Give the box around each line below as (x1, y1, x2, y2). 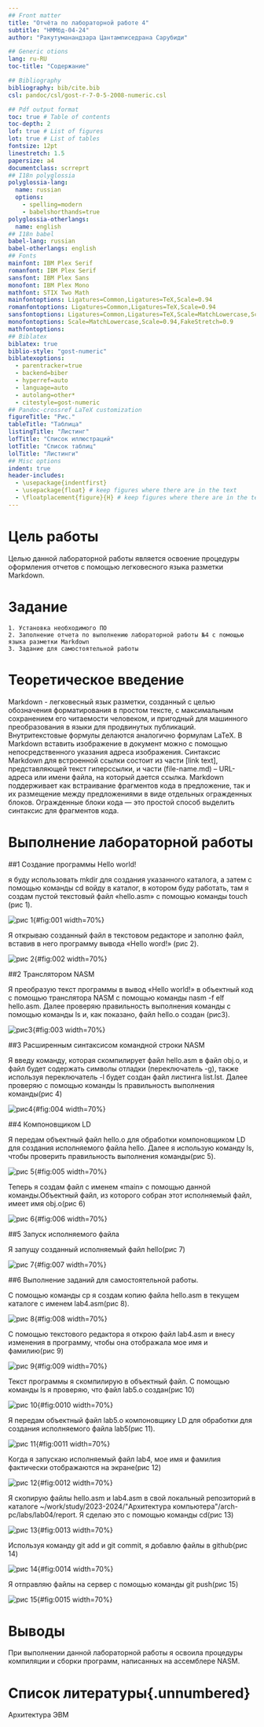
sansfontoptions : (8, 310, 65, 319)
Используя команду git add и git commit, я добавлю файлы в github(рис (8, 1540, 248, 1550)
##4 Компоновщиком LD (8, 1120, 92, 1129)
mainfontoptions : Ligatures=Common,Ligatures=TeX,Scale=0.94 (8, 296, 213, 304)
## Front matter (8, 11, 61, 20)
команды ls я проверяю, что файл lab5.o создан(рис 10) (8, 1384, 195, 1395)
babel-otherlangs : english (8, 245, 97, 253)
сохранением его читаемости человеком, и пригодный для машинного (8, 714, 248, 723)
